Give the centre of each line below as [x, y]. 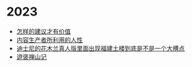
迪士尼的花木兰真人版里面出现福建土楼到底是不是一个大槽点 [100, 48]
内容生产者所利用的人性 [49, 40]
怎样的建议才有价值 [44, 31]
